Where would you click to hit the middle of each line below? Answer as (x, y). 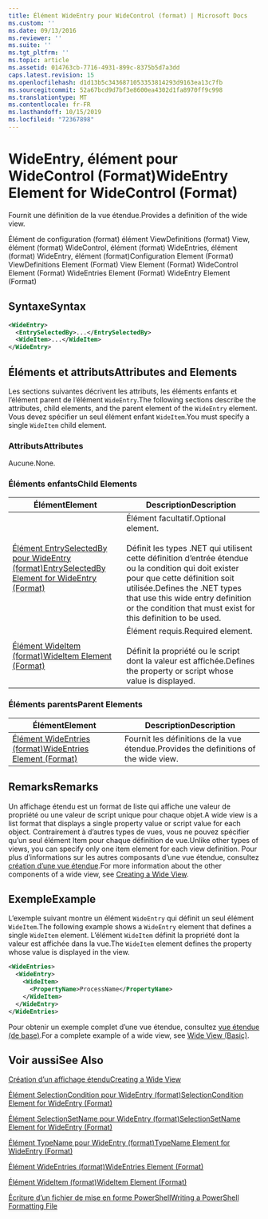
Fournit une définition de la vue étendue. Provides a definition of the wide (128, 215)
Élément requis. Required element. (189, 631)
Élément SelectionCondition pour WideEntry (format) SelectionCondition (126, 1095)
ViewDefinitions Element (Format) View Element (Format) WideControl (123, 264)
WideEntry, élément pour (93, 159)
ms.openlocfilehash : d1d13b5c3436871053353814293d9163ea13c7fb (116, 82)
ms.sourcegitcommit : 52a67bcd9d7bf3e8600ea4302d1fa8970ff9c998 (116, 90)
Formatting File (33, 1206)
